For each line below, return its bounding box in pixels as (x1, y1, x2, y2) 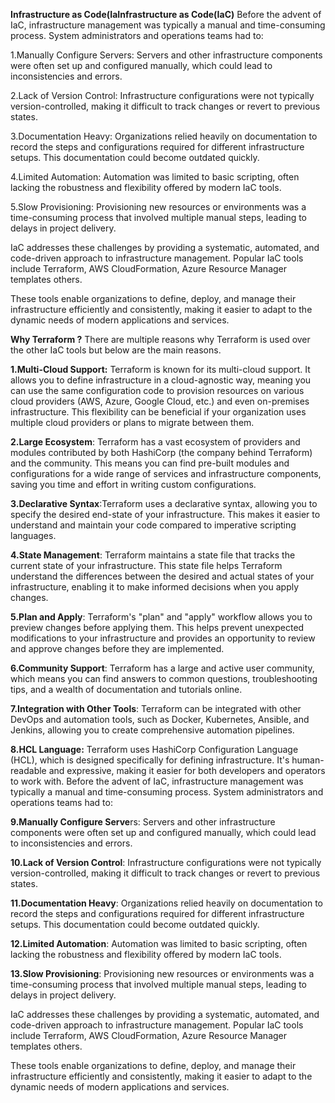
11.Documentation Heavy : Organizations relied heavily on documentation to (10, 897, 324, 909)
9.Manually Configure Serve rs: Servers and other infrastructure (10, 816, 276, 828)
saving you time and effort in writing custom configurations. (10, 479, 257, 490)
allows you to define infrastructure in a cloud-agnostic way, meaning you (10, 374, 312, 386)
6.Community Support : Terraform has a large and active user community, (10, 662, 315, 674)
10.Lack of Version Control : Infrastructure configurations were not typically (10, 857, 322, 868)
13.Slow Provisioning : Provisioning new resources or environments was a (10, 968, 315, 979)
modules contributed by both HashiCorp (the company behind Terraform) (10, 447, 313, 458)
